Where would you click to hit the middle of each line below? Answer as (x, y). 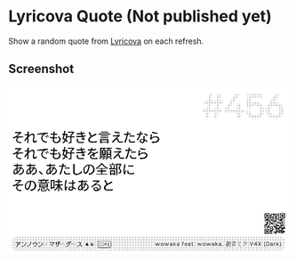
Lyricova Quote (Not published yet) (140, 16)
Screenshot (41, 69)
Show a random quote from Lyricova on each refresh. (106, 41)
